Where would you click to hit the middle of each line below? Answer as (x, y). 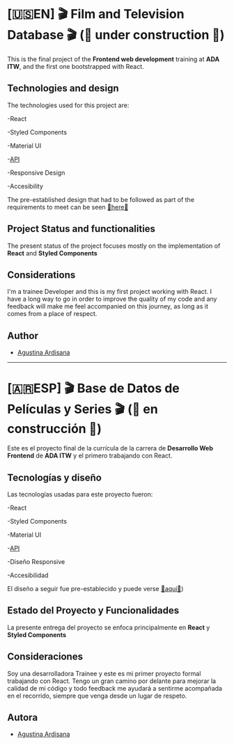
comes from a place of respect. (52, 314)
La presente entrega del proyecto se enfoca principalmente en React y (109, 627)
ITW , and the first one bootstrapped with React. (76, 66)
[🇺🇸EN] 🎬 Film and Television (96, 14)
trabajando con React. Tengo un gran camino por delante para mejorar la (112, 681)
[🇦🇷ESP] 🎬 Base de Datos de (93, 389)
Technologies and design (63, 88)
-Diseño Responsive (36, 561)
